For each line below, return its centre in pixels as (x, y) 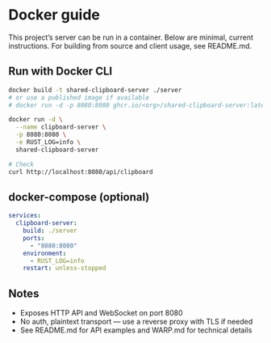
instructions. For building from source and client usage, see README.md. (130, 45)
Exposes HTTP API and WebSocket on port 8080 (101, 313)
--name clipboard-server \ (61, 127)
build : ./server (50, 231)
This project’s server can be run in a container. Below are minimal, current (131, 37)
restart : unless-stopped (65, 269)
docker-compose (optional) (79, 197)
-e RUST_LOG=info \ (48, 142)
